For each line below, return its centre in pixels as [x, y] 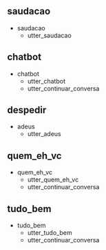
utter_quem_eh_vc [53, 180]
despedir [27, 110]
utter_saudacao [50, 35]
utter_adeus [44, 134]
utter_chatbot [46, 81]
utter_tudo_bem [50, 233]
